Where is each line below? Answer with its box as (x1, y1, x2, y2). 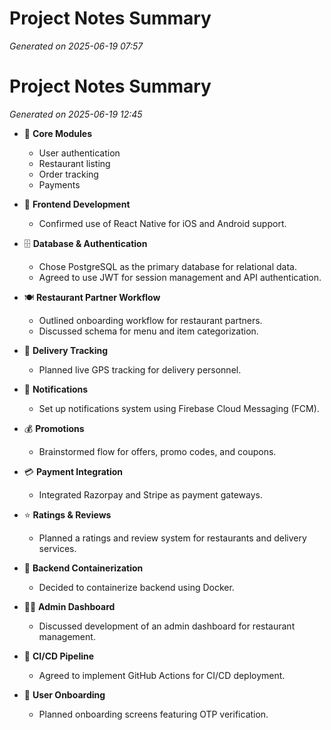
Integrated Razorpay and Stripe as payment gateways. (38, 488, 263, 501)
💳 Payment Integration (23, 465, 124, 477)
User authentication (38, 147, 121, 159)
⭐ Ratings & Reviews (23, 508, 112, 521)
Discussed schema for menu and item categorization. (38, 325, 259, 337)
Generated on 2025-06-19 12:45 (9, 108, 143, 120)
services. (38, 542, 77, 554)
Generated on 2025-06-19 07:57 (9, 40, 144, 52)
